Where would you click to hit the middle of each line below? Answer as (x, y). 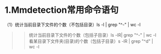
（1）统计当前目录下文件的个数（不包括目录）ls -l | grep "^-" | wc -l (73, 25)
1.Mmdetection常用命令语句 (62, 10)
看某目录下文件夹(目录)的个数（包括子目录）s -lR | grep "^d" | (91, 41)
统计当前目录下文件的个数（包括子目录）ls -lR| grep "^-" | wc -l (93, 35)
